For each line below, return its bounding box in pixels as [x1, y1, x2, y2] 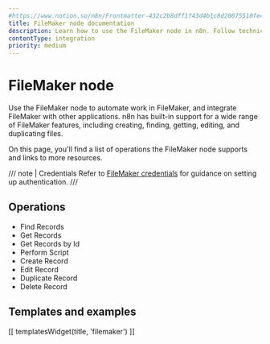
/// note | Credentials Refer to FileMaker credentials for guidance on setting [8, 168, 257, 178]
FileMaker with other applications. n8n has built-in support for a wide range [8, 112, 259, 122]
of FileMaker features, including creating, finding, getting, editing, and [8, 120, 239, 130]
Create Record [19, 255, 68, 266]
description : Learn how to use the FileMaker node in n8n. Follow [8, 27, 235, 35]
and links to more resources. [8, 153, 103, 163]
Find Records [19, 222, 64, 231]
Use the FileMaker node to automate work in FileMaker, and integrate [8, 103, 237, 113]
